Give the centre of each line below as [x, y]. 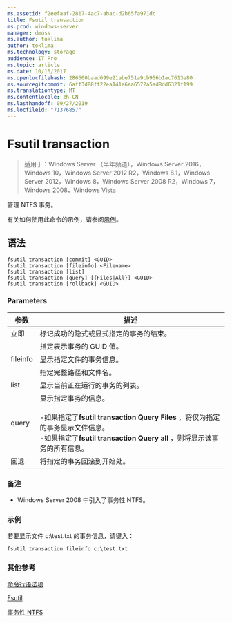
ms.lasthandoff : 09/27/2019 [48, 104]
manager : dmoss [29, 33]
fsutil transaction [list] [46, 271]
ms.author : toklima [35, 39]
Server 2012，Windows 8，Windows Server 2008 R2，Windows [116, 181]
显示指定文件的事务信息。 [81, 359]
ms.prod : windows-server [43, 26]
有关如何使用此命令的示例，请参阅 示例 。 [65, 219]
